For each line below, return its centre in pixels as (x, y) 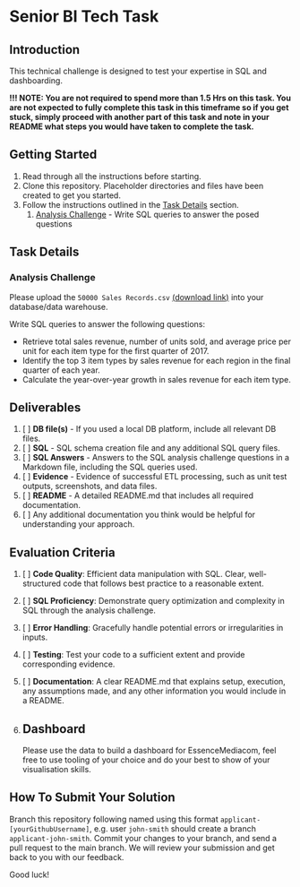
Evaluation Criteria (62, 552)
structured (41, 583)
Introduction (45, 50)
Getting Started (53, 155)
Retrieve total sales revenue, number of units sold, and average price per (156, 341)
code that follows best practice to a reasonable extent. (163, 583)
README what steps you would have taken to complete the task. (132, 126)
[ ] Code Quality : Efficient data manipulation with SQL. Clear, (134, 574)
